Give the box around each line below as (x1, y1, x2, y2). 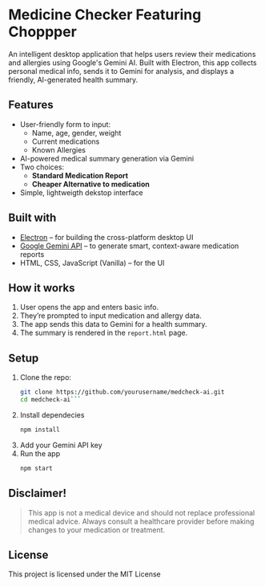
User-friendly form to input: (19, 119, 110, 129)
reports (19, 249, 45, 259)
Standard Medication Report (31, 170, 129, 180)
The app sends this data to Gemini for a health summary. (19, 320, 207, 329)
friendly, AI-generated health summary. (8, 75, 139, 84)
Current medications (31, 137, 100, 146)
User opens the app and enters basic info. (19, 303, 159, 312)
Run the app (19, 448, 61, 459)
